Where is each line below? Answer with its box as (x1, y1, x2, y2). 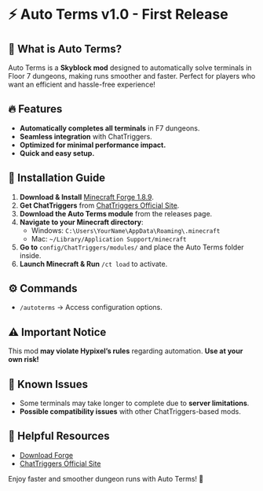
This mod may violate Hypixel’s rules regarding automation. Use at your (8, 346, 243, 356)
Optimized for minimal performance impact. (19, 140, 166, 150)
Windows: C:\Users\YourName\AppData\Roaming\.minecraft (31, 225, 221, 235)
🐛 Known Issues (8, 378, 89, 391)
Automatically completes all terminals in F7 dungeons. (19, 123, 200, 133)
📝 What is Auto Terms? (8, 42, 122, 55)
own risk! (8, 355, 39, 364)
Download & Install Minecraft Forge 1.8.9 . (19, 192, 155, 201)
